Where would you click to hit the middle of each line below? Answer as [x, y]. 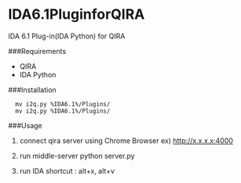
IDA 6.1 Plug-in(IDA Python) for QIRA [67, 36]
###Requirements [37, 51]
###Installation [32, 90]
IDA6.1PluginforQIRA [77, 14]
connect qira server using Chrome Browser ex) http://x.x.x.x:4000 [126, 140]
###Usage [26, 125]
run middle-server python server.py [77, 156]
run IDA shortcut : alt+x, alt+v [67, 170]
